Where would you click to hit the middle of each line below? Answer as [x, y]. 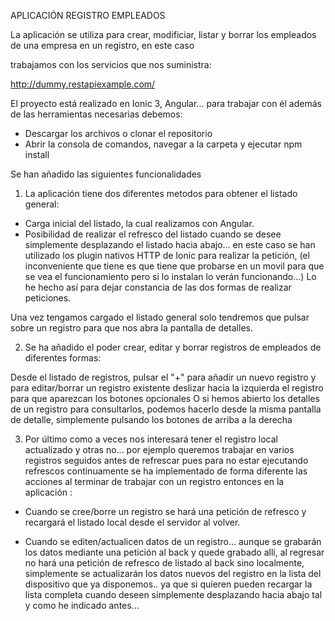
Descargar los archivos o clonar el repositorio [118, 133]
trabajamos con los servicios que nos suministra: [111, 64]
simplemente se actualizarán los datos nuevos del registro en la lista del [173, 573]
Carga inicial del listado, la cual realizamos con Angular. [139, 223]
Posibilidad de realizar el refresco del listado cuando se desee [153, 234]
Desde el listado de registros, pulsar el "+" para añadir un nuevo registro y [163, 377]
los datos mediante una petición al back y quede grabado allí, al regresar [174, 552]
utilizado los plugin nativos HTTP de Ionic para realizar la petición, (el [167, 255]
